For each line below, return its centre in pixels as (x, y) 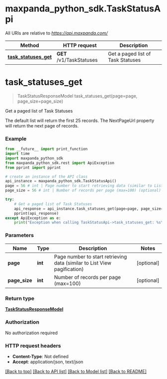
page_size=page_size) (40, 101)
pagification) (69, 269)
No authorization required (32, 333)
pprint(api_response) (36, 213)
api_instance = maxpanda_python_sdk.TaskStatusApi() (61, 181)
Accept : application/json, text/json (48, 362)
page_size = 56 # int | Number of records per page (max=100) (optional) (83, 190)
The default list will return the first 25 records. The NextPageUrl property (80, 121)
